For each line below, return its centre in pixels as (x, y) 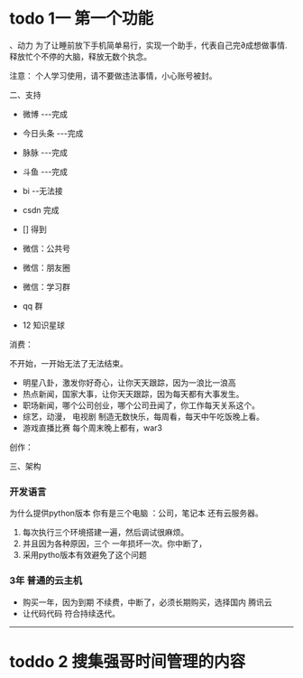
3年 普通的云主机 (46, 580)
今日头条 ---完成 (53, 133)
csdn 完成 (41, 209)
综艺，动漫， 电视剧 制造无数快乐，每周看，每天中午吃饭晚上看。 (143, 416)
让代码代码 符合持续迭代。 (71, 613)
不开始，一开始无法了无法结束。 (69, 363)
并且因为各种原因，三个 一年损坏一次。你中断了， (115, 543)
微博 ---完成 (45, 114)
